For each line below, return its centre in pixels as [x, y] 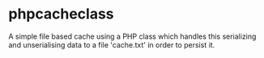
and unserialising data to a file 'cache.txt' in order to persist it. [112, 44]
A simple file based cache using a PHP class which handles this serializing [132, 36]
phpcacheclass [62, 14]
